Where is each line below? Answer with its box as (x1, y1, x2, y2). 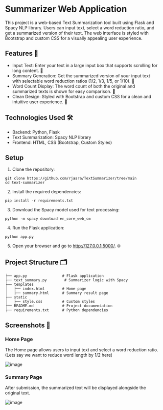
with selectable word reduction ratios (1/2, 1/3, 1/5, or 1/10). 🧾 (12, 78, 135, 84)
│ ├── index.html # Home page (5, 286, 87, 292)
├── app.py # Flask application (5, 273, 104, 278)
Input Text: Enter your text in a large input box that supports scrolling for (12, 62, 158, 68)
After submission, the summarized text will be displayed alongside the (5, 385, 146, 391)
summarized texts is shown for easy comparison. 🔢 (12, 88, 116, 94)
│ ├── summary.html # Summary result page (5, 291, 109, 296)
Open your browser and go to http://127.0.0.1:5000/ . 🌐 (12, 243, 121, 249)
